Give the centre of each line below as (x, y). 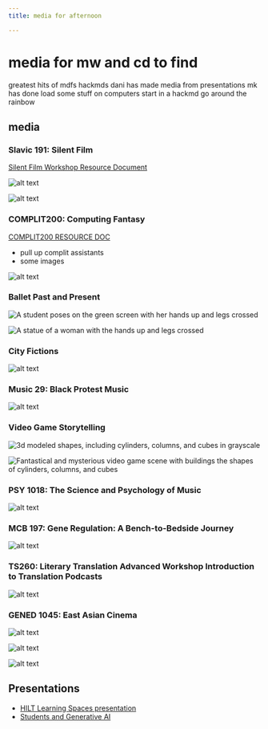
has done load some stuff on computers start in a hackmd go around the (128, 93)
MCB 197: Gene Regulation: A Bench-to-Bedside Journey (121, 528)
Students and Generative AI (65, 716)
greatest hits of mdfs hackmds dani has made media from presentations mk (133, 84)
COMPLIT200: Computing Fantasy (77, 219)
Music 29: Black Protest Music (69, 389)
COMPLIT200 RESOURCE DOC (59, 237)
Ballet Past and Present (54, 297)
